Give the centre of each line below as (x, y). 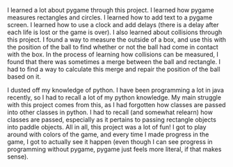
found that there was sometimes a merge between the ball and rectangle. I (114, 62)
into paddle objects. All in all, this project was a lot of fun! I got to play (107, 127)
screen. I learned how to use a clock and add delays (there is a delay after (113, 25)
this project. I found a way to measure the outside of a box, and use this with (117, 40)
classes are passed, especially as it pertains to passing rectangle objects (112, 120)
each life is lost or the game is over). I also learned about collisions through (115, 32)
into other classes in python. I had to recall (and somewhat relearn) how (110, 112)
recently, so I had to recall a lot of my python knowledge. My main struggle (114, 97)
